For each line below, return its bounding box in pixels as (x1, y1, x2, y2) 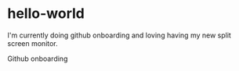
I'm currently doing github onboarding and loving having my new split (7, 30, 232, 40)
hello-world (7, 5, 85, 23)
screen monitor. (7, 38, 58, 48)
